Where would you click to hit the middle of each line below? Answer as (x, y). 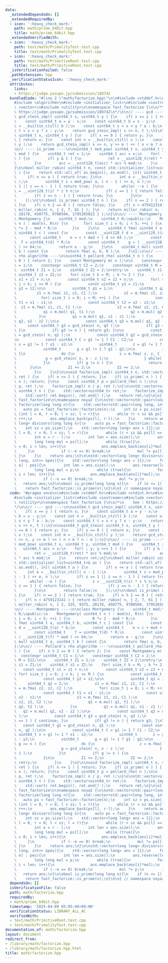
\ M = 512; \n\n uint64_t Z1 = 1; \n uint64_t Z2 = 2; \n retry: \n (88, 660)
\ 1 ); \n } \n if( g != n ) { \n (71, 753)
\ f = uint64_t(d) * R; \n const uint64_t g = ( (77, 242)
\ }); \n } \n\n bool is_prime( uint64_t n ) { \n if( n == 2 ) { (86, 200)
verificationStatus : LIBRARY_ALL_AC (48, 911)
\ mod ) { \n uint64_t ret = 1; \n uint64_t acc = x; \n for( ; (89, 154)
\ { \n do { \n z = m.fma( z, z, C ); (90, 354)
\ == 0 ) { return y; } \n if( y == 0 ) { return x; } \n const (87, 530)
